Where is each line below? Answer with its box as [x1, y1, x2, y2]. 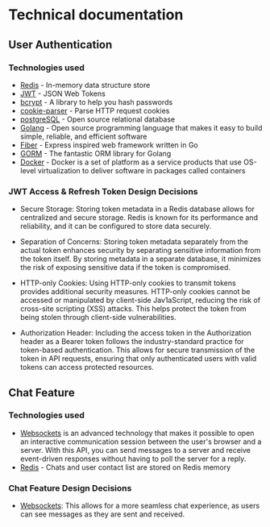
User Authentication [8, 38, 113, 52]
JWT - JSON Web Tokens [19, 89, 106, 98]
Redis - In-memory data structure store [19, 80, 151, 89]
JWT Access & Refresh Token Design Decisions [8, 185, 199, 197]
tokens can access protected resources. [19, 363, 155, 372]
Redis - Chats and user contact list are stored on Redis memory [19, 462, 231, 472]
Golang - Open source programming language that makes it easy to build [19, 122, 263, 132]
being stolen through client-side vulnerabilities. [19, 313, 177, 322]
